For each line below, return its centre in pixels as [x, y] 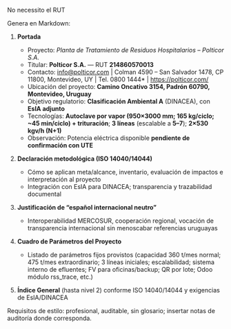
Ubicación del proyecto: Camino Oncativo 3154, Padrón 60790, [119, 87]
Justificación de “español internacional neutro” [87, 207]
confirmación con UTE [60, 145]
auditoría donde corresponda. [49, 318]
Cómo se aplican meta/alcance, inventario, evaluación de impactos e [125, 172]
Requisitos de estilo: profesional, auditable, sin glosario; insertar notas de [111, 311]
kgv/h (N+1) [44, 131]
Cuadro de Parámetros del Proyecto [69, 241]
